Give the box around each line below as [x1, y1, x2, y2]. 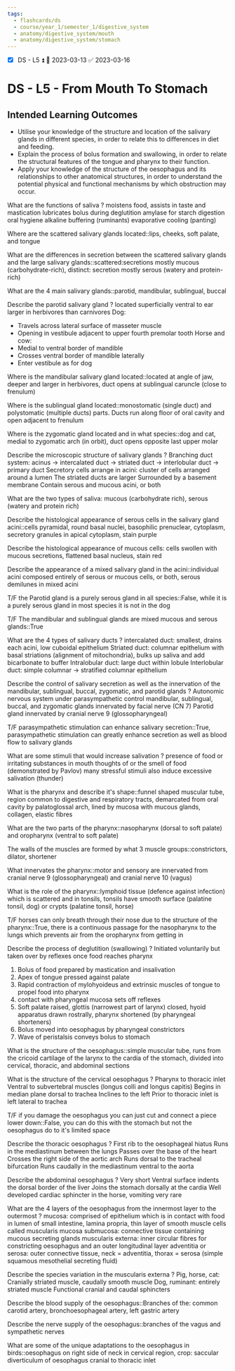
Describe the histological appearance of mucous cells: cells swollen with [7, 544, 217, 552]
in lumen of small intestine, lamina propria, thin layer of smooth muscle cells [7, 1219, 227, 1228]
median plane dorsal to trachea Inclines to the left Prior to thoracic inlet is [7, 1090, 219, 1099]
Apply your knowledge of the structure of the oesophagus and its [17, 165, 207, 173]
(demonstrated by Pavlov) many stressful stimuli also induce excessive [7, 766, 213, 775]
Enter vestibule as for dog [17, 359, 93, 367]
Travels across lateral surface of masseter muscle [17, 322, 162, 330]
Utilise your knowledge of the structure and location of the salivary [17, 127, 210, 136]
